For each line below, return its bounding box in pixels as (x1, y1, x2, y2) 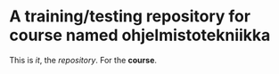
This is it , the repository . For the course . (9, 54, 158, 65)
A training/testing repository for (9, 6, 251, 27)
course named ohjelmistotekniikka (9, 25, 271, 45)
